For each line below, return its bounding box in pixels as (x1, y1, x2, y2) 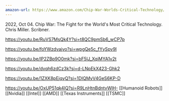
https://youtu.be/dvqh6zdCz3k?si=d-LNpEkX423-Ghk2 (5, 65, 120, 71)
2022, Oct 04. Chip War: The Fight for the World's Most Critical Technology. (5, 21, 162, 27)
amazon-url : (5, 7, 30, 13)
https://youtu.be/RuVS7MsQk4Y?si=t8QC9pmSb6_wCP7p (5, 36, 125, 42)
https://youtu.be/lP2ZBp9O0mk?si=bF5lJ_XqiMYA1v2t (5, 56, 117, 62)
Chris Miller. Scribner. (5, 26, 50, 33)
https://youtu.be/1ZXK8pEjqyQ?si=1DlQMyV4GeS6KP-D (5, 75, 121, 81)
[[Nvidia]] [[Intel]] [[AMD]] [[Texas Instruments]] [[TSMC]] (5, 90, 126, 96)
